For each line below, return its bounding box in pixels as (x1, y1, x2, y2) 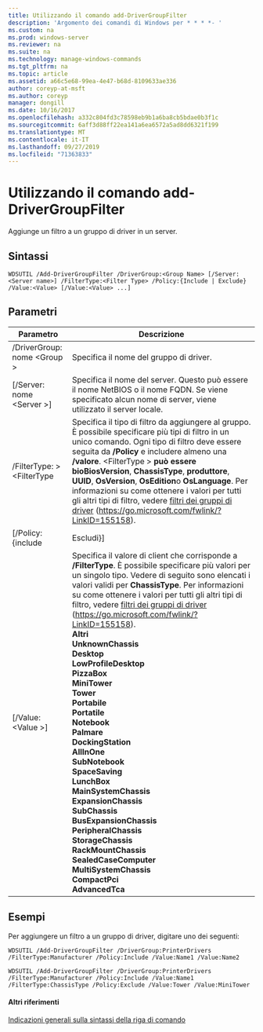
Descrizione (138, 328, 185, 339)
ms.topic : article (8, 70, 68, 78)
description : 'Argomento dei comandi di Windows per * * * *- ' (8, 19, 222, 27)
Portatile (71, 707, 105, 718)
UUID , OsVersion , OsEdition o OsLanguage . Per (71, 475, 248, 486)
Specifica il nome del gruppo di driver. (71, 351, 213, 362)
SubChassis (71, 805, 118, 816)
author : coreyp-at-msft (8, 84, 86, 93)
